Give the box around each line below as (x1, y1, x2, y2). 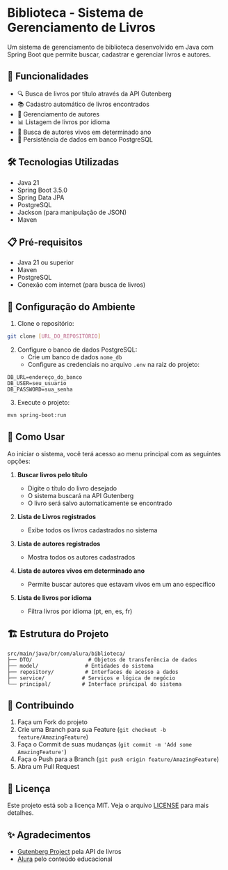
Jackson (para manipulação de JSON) (17, 208, 127, 216)
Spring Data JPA (17, 193, 65, 202)
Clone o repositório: (17, 320, 74, 328)
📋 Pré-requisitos (7, 236, 83, 248)
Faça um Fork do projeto (17, 718, 88, 726)
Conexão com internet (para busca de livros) (17, 280, 146, 289)
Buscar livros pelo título (17, 470, 88, 479)
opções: (7, 457, 31, 465)
